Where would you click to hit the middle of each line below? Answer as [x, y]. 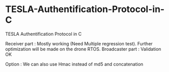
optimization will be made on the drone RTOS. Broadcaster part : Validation [83, 49]
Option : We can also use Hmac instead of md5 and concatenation [74, 64]
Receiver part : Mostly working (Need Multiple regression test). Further [79, 43]
